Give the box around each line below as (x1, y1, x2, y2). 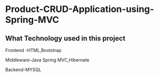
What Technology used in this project (5, 34, 126, 42)
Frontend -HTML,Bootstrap (5, 47, 62, 53)
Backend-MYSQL (5, 66, 41, 72)
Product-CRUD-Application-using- (5, 3, 154, 15)
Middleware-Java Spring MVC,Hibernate (5, 57, 90, 63)
